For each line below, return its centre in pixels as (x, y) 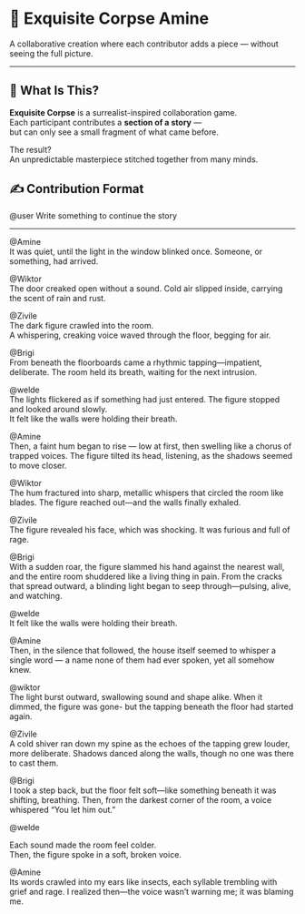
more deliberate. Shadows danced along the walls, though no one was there (152, 753)
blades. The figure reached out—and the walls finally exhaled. (125, 502)
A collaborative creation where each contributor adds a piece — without (144, 44)
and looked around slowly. (59, 409)
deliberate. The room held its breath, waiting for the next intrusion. (133, 371)
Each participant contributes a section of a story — (106, 122)
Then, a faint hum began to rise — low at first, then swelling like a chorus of (151, 446)
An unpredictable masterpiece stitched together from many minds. (134, 159)
